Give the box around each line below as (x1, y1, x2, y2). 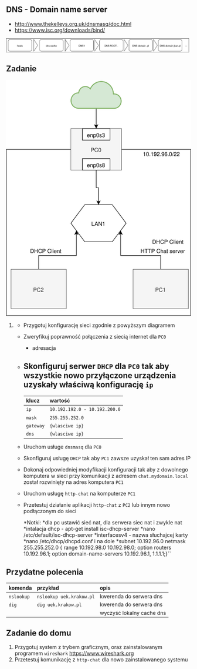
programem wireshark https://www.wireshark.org (14, 650, 134, 657)
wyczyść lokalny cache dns (99, 609, 167, 616)
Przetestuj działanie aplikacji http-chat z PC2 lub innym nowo (23, 501, 171, 508)
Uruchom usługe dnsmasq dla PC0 (23, 443, 101, 450)
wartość (49, 397, 70, 404)
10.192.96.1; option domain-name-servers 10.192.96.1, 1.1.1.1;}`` (23, 550, 171, 557)
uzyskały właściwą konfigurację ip (23, 380, 154, 390)
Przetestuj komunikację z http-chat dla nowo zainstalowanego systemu (14, 655, 188, 663)
